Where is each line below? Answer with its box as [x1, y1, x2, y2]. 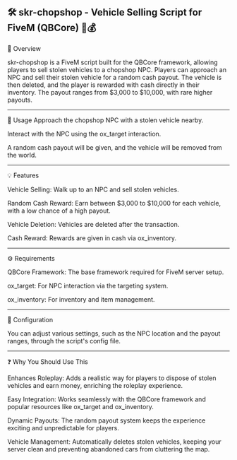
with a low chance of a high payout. [7, 206, 111, 215]
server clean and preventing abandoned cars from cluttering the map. [7, 444, 210, 453]
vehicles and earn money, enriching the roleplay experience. [7, 381, 183, 389]
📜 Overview [7, 44, 41, 52]
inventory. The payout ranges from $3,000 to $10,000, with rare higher [7, 88, 213, 96]
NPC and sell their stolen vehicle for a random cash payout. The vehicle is [7, 73, 222, 81]
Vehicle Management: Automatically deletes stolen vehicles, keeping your [7, 437, 221, 446]
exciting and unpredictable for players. [7, 423, 120, 432]
